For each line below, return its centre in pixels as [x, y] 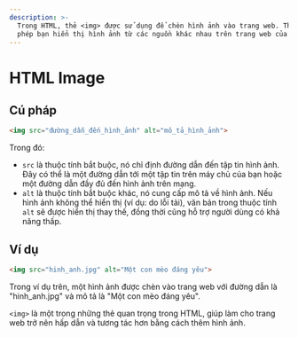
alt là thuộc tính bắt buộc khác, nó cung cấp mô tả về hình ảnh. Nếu [147, 193]
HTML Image [57, 78]
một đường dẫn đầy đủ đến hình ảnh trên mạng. [109, 184]
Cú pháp [33, 110]
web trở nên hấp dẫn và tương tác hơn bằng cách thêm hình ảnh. [127, 322]
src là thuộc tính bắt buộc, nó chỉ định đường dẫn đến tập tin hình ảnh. [151, 165]
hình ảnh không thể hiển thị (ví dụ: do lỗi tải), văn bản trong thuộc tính [149, 203]
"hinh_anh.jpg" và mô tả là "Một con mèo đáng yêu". [105, 296]
